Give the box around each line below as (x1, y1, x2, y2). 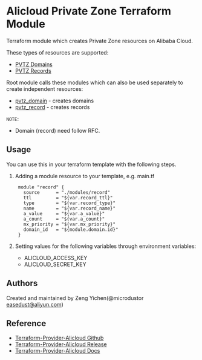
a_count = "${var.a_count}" (23, 216, 105, 222)
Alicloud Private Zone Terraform (6, 4, 171, 18)
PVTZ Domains (15, 61, 53, 68)
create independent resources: (6, 85, 83, 92)
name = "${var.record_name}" (23, 205, 116, 212)
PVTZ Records (15, 67, 51, 74)
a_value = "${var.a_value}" (23, 210, 105, 216)
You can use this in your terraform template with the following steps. (6, 161, 177, 168)
